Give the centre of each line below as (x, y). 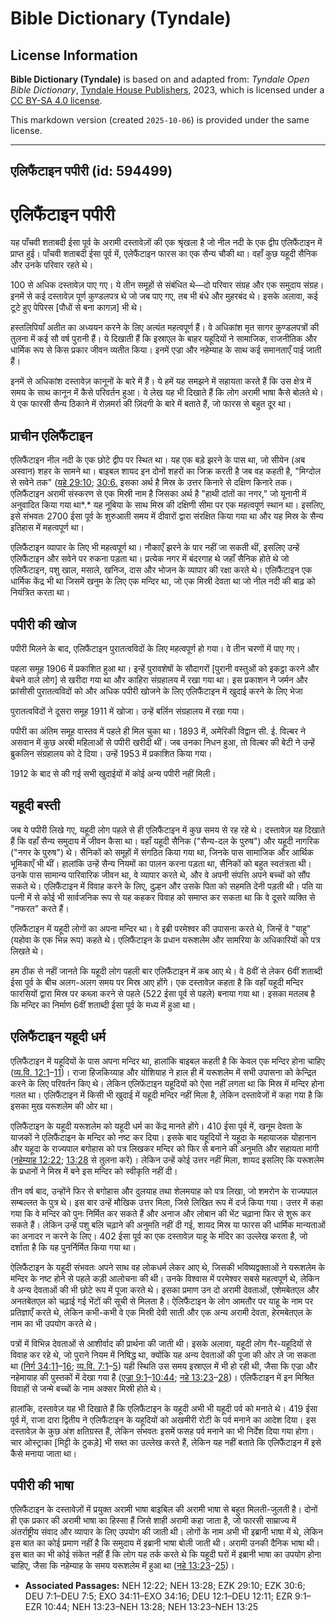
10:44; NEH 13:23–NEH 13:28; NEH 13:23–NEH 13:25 (151, 1607)
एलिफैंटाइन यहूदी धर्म (58, 1037)
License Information (74, 55)
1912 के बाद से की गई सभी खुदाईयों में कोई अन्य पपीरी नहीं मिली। (113, 773)
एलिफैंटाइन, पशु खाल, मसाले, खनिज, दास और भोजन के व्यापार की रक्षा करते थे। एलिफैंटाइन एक (161, 570)
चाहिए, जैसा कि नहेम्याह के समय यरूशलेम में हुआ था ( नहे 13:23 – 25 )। (122, 1566)
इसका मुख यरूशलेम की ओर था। (62, 1106)
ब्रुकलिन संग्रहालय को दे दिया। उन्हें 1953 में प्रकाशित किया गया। (111, 753)
